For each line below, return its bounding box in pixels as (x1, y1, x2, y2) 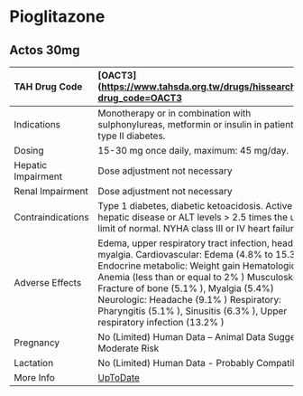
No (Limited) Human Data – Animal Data (97, 331, 266, 343)
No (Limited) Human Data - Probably (97, 357, 254, 369)
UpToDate (97, 372, 140, 383)
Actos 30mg (9, 42, 80, 58)
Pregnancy (14, 336, 60, 349)
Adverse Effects (14, 277, 82, 288)
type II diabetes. (97, 129, 166, 142)
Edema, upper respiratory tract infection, (97, 237, 270, 250)
